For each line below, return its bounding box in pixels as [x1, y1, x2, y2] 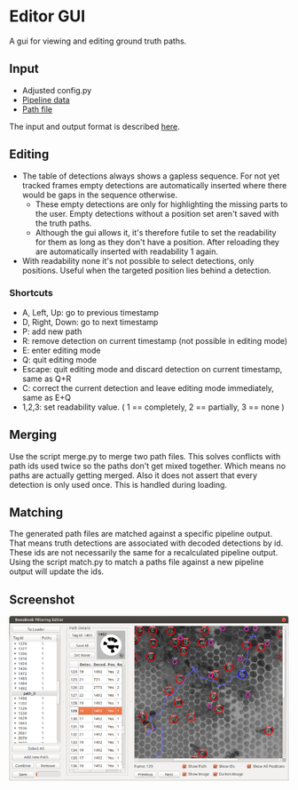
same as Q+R [21, 373, 72, 384]
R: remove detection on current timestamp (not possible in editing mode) [21, 335, 288, 346]
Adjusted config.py [21, 84, 92, 95]
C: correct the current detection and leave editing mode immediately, [21, 382, 275, 393]
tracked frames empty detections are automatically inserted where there [21, 180, 287, 190]
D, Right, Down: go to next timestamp [21, 316, 159, 327]
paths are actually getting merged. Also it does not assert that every [9, 469, 258, 481]
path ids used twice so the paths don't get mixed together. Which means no [9, 460, 286, 471]
